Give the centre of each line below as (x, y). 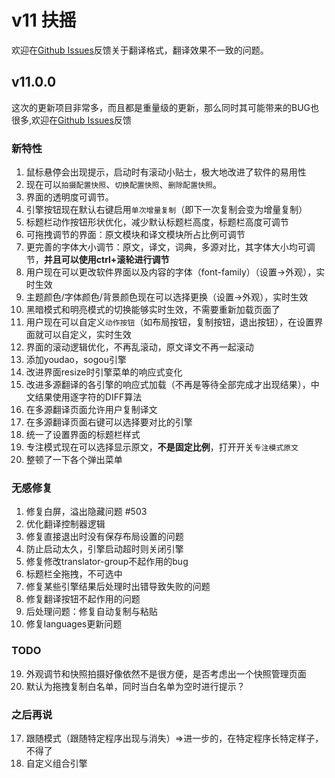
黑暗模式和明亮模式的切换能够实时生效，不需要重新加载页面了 (153, 310)
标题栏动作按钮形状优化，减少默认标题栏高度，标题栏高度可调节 (157, 222)
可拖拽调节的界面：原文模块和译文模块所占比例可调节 (135, 235)
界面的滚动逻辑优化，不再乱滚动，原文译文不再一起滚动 (139, 347)
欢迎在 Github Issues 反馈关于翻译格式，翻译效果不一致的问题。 (140, 50)
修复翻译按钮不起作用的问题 (83, 599)
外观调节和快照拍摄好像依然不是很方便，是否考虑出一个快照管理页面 (166, 673)
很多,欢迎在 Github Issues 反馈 (71, 120)
